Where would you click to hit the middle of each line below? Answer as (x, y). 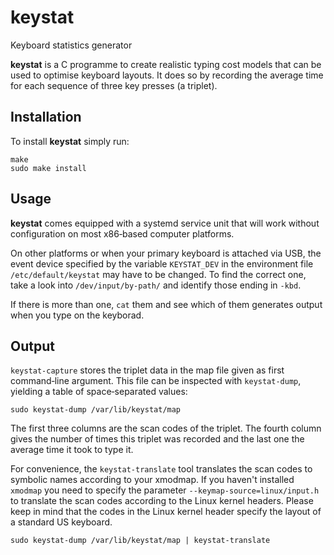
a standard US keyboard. (61, 522)
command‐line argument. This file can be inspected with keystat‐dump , (156, 381)
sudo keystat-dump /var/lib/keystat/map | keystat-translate (140, 541)
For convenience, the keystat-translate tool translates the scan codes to (161, 469)
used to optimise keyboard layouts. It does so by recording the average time (167, 75)
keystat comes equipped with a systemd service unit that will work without (165, 223)
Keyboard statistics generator (71, 45)
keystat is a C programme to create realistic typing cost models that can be (166, 64)
